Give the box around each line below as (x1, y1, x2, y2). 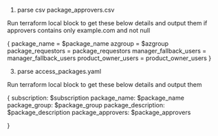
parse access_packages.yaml (17, 68, 102, 75)
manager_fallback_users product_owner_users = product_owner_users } (7, 54, 212, 62)
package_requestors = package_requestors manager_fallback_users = (7, 47, 207, 55)
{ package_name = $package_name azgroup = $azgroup (7, 40, 169, 47)
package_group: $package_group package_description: (7, 101, 165, 109)
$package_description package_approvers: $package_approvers (7, 109, 191, 116)
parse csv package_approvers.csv (17, 6, 115, 14)
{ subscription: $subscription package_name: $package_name (7, 94, 184, 102)
